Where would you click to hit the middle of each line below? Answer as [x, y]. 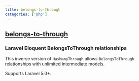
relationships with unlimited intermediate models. [55, 64]
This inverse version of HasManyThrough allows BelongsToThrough [70, 59]
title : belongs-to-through [33, 10]
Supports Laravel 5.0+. [28, 74]
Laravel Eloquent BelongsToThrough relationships [66, 48]
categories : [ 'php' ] [26, 14]
